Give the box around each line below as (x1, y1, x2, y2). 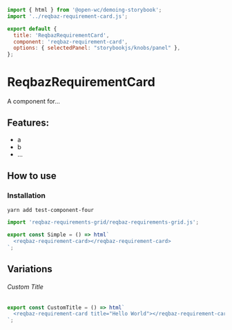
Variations (7, 263, 53, 275)
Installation (7, 191, 46, 200)
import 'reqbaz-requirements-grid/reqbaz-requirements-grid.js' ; (7, 219, 199, 226)
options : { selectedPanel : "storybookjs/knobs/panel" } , (13, 45, 181, 52)
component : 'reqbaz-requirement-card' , (13, 38, 128, 45)
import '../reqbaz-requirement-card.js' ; (7, 12, 128, 20)
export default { (7, 25, 57, 32)
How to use (7, 170, 57, 182)
